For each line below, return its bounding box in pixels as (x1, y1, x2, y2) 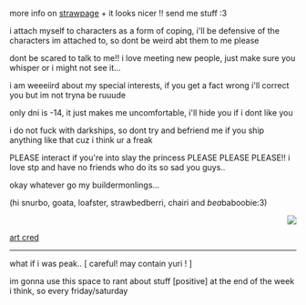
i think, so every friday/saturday (9, 286, 128, 296)
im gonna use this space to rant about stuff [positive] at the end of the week (9, 276, 295, 286)
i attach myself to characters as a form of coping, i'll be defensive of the (9, 25, 280, 36)
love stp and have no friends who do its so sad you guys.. (9, 162, 226, 172)
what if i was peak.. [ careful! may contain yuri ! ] (9, 259, 193, 269)
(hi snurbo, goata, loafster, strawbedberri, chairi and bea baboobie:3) (9, 198, 268, 208)
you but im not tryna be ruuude (9, 90, 126, 100)
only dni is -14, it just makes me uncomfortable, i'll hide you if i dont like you (9, 107, 293, 117)
